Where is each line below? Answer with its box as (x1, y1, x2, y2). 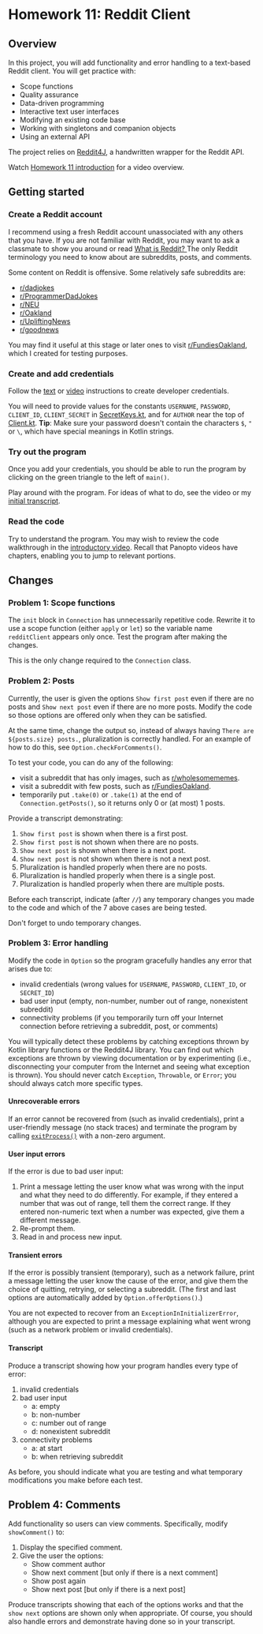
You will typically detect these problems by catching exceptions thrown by (8, 1036, 250, 1046)
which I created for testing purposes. (8, 348, 128, 358)
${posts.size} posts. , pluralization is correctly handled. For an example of (8, 734, 251, 743)
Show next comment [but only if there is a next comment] (31, 1568, 218, 1577)
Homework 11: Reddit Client (8, 6, 191, 24)
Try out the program (8, 446, 87, 457)
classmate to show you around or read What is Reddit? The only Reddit (8, 243, 239, 254)
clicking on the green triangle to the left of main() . (8, 472, 169, 483)
